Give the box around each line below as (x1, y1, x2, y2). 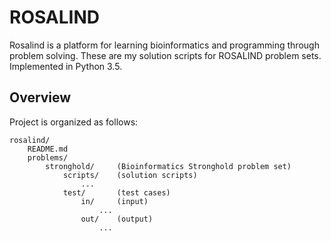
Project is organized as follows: (9, 116, 139, 128)
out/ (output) (80, 214, 154, 224)
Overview (9, 89, 72, 106)
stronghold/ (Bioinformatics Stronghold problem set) (45, 161, 292, 171)
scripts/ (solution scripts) (62, 170, 198, 180)
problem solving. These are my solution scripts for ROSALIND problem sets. (9, 49, 322, 61)
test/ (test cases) (62, 187, 171, 198)
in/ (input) (80, 196, 149, 206)
